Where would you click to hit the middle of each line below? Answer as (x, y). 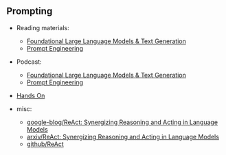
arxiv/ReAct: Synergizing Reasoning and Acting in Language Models (123, 136)
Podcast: (29, 62)
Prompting (30, 11)
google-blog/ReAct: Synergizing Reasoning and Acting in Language (122, 122)
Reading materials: (43, 27)
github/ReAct (45, 144)
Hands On (31, 95)
